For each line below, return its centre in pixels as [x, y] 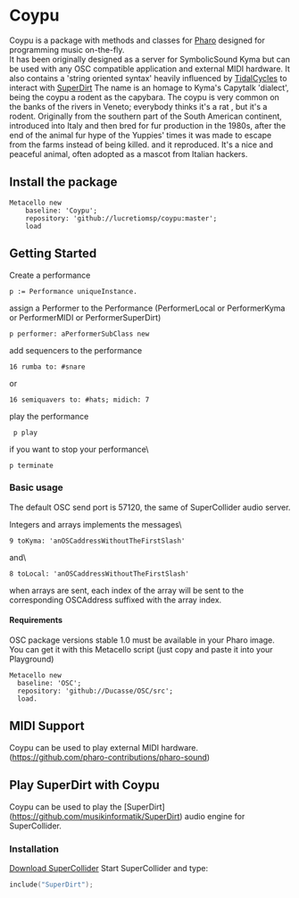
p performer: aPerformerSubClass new [79, 334]
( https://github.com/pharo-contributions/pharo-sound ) [110, 757]
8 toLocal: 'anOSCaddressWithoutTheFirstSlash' [100, 574]
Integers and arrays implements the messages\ [96, 524]
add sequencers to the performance [76, 350]
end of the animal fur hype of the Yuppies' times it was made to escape [141, 135]
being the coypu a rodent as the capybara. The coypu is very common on [144, 97]
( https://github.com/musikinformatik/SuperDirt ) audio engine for [127, 816]
